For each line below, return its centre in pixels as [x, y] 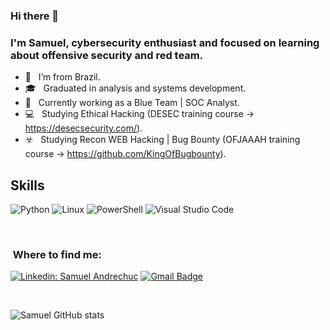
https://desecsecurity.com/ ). [83, 128]
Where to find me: [57, 254]
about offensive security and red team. [107, 55]
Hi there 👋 [35, 16]
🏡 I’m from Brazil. [62, 77]
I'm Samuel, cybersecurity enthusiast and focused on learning [165, 42]
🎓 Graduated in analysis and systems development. [135, 88]
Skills [27, 185]
